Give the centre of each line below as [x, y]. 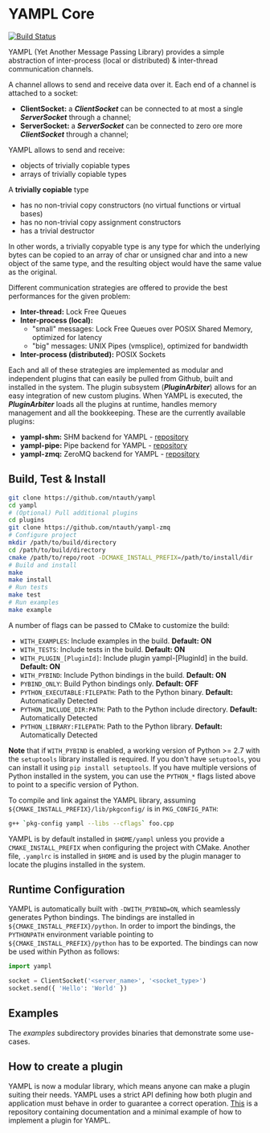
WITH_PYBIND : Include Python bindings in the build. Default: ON [123, 675]
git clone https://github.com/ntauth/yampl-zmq [90, 528]
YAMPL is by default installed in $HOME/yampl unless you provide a [117, 839]
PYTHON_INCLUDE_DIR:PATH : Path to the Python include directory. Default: [139, 709]
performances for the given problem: [70, 296]
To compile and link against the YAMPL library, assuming [102, 800]
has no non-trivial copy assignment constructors [100, 222]
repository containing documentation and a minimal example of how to [125, 1111]
